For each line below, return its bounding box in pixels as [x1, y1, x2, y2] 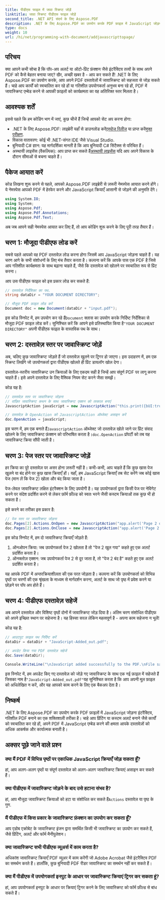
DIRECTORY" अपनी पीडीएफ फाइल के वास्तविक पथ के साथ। [5, 326, 101, 332]
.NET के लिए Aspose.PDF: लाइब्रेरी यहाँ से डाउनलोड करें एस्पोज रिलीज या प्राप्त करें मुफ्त [12, 126, 152, 132]
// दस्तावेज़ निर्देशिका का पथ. [5, 288, 51, 293]
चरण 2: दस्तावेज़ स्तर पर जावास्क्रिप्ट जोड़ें [5, 341, 102, 349]
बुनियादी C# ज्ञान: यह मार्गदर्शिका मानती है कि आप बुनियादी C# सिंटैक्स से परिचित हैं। [12, 143, 144, 148]
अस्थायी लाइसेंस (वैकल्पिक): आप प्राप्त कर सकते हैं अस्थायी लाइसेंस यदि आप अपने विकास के [12, 148, 154, 154]
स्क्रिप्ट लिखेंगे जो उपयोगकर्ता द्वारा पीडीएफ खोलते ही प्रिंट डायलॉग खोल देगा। [5, 359, 122, 365]
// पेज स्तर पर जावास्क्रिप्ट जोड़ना [5, 516, 57, 521]
